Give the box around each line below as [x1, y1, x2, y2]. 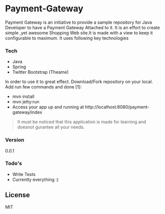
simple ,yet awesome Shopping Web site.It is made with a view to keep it [5, 30, 153, 36]
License [5, 191, 30, 199]
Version [5, 136, 25, 143]
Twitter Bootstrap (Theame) [12, 69, 69, 75]
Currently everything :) [12, 176, 59, 182]
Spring [12, 64, 26, 70]
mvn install [12, 93, 35, 99]
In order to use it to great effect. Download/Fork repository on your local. [5, 79, 153, 85]
